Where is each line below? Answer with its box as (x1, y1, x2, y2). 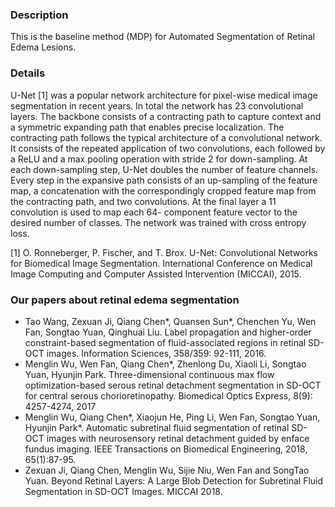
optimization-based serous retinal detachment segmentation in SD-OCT (24, 379, 322, 391)
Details (10, 66, 46, 80)
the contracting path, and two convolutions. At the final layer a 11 (10, 195, 277, 207)
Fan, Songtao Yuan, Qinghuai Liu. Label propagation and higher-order (24, 326, 312, 338)
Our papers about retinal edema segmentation (10, 293, 240, 307)
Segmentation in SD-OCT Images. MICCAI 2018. (24, 485, 223, 497)
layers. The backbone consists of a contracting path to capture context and (10, 110, 322, 122)
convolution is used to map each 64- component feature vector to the (10, 206, 298, 218)
